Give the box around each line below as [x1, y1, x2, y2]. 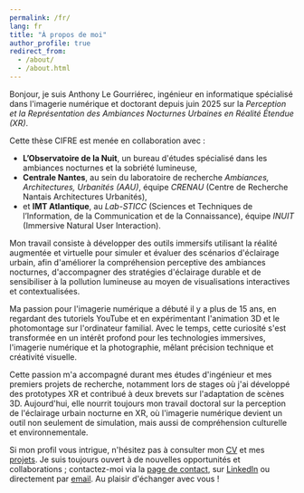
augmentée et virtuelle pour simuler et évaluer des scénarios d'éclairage [9, 246, 280, 258]
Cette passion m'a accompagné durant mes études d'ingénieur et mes [9, 369, 272, 380]
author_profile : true [9, 38, 91, 48]
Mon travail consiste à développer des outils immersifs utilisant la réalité [9, 237, 278, 248]
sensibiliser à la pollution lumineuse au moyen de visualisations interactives [9, 275, 290, 286]
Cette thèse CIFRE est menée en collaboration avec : [9, 135, 206, 146]
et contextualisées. [9, 285, 81, 296]
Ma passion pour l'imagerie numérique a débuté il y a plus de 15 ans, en [9, 303, 278, 314]
